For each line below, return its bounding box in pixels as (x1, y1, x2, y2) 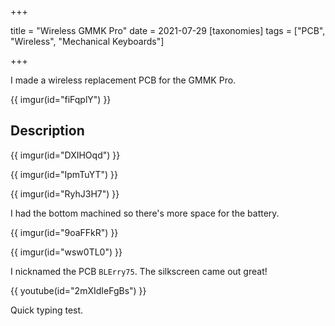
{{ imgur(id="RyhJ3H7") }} (10, 187, 120, 200)
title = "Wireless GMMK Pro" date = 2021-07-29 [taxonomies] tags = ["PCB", (10, 25, 326, 36)
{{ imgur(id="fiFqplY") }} (10, 94, 112, 105)
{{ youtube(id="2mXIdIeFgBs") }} (10, 284, 147, 296)
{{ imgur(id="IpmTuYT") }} (10, 168, 118, 180)
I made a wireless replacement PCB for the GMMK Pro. (10, 74, 237, 86)
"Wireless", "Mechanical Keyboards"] (10, 36, 165, 47)
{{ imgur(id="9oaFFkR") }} (10, 226, 119, 238)
